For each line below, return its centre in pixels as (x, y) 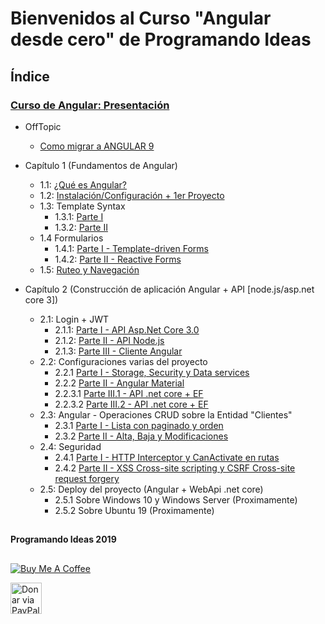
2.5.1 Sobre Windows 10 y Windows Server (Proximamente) (176, 499)
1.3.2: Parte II (81, 227)
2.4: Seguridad (70, 446)
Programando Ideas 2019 (63, 539)
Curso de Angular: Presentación (90, 105)
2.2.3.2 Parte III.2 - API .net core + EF (131, 404)
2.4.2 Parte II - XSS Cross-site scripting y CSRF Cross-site (175, 468)
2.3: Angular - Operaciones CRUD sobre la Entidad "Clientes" (166, 414)
